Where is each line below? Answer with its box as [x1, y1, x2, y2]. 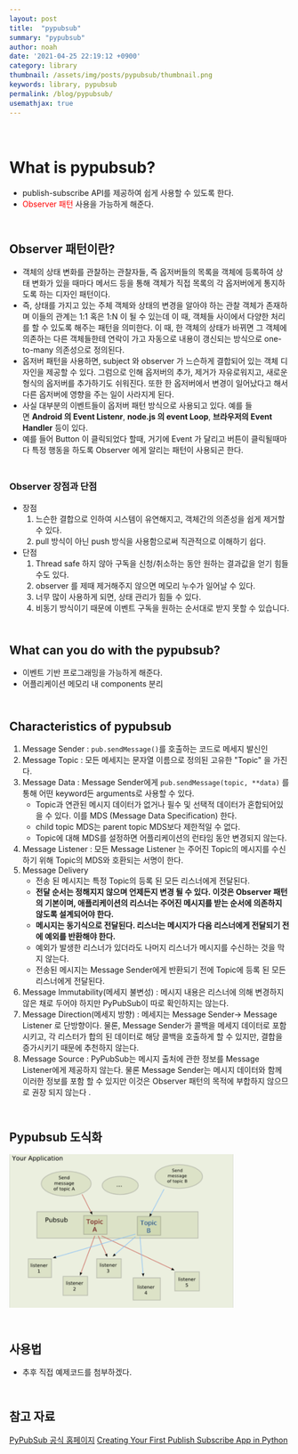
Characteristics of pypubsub [9, 719, 172, 734]
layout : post [9, 14, 58, 23]
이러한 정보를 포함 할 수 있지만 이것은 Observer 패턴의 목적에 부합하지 [21, 1076, 265, 1086]
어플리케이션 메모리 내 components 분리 [21, 678, 164, 689]
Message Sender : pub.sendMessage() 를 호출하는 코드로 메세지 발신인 [21, 743, 269, 754]
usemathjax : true [9, 99, 74, 108]
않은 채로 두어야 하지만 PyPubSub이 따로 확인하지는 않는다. [21, 998, 230, 1009]
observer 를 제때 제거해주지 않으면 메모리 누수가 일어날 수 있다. [35, 580, 256, 591]
